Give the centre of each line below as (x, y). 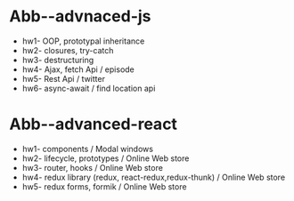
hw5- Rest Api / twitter (63, 78)
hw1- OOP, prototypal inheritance (83, 41)
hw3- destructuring (58, 60)
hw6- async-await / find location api (89, 88)
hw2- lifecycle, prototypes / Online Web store (106, 158)
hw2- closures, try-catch (68, 50)
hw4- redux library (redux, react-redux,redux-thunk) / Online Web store (154, 177)
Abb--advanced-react (94, 124)
